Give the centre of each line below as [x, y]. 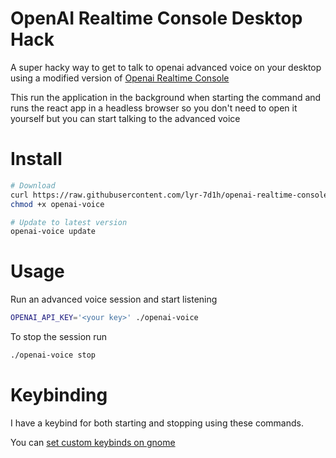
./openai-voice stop [53, 355]
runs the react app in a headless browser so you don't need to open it [154, 108]
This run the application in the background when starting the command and [166, 97]
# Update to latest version [69, 222]
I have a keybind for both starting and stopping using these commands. [157, 423]
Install [36, 159]
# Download [33, 185]
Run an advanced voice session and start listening [114, 299]
